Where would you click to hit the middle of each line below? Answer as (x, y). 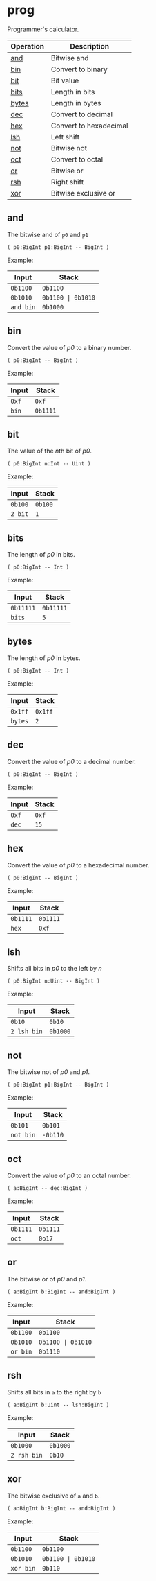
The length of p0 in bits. (41, 555)
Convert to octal (77, 159)
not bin (23, 1135)
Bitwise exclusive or (83, 193)
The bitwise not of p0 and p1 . (49, 1072)
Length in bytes (76, 103)
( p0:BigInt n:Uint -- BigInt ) (53, 981)
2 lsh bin (27, 1031)
